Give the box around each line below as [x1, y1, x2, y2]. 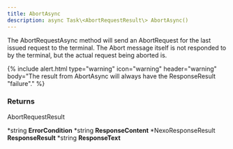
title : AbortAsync [7, 10, 61, 17]
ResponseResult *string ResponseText [7, 134, 121, 142]
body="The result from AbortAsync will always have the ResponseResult [7, 71, 216, 80]
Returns [7, 97, 35, 106]
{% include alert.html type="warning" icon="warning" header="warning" [7, 64, 218, 73]
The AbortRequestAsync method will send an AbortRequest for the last [7, 36, 211, 44]
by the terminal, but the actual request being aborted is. [7, 50, 167, 59]
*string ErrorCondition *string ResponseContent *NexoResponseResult [7, 126, 216, 134]
